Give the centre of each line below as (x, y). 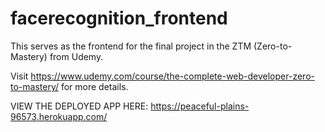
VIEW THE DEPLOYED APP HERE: (79, 106)
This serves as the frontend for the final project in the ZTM (131, 46)
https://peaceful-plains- (200, 106)
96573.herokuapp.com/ (59, 116)
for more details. (94, 86)
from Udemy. (76, 56)
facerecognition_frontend (119, 18)
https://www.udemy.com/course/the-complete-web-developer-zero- (172, 76)
